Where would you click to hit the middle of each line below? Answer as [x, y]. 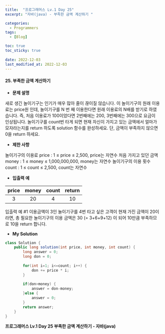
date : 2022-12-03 [23, 60]
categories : [17, 23]
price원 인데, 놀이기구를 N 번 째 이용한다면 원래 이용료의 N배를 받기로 [81, 109]
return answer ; [38, 307]
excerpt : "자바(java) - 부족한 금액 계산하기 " [49, 14]
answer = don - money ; [52, 289]
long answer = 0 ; [40, 252]
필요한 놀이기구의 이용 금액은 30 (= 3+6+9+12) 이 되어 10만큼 [80, 217]
